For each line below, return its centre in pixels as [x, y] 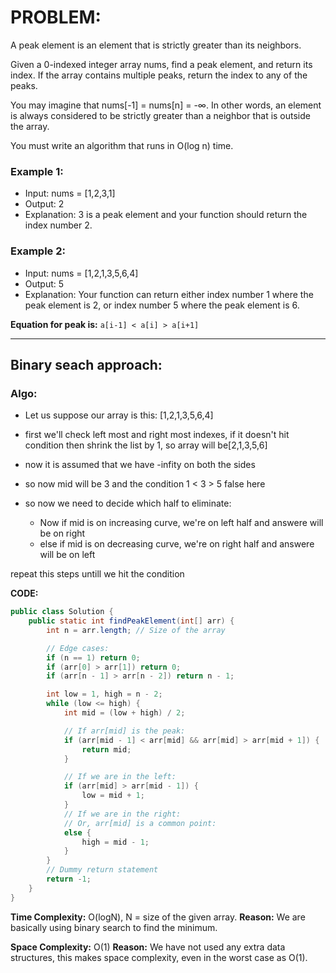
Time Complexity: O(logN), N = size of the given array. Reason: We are [158, 917]
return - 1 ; [69, 879]
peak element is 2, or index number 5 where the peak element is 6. [162, 305]
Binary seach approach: [86, 364]
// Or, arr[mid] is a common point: [140, 823]
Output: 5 [44, 283]
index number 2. [58, 225]
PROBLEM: [56, 17]
